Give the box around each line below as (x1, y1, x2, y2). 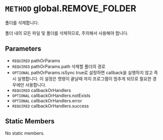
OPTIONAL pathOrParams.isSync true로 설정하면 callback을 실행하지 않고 (12, 70, 153, 75)
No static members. (5, 130, 45, 136)
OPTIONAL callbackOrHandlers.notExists (12, 93, 91, 98)
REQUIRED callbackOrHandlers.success (12, 103, 89, 109)
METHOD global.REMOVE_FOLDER (5, 3, 137, 14)
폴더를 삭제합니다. (5, 20, 40, 25)
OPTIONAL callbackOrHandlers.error (12, 97, 82, 103)
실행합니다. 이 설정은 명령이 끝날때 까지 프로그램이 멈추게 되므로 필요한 (17, 75, 152, 81)
